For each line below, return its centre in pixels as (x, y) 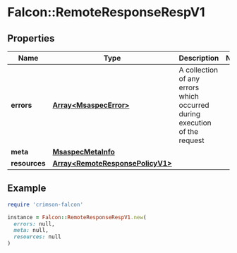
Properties (31, 38)
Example (27, 189)
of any (189, 79)
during (190, 114)
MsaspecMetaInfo (84, 152)
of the (189, 131)
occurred (194, 105)
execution (195, 123)
